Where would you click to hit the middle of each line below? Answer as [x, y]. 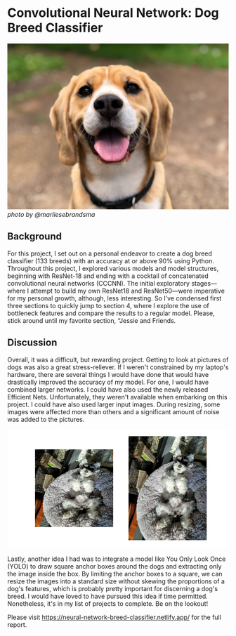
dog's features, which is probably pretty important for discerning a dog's [113, 588]
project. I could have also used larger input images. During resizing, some [114, 404]
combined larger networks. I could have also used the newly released [108, 389]
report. [17, 624]
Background [34, 237]
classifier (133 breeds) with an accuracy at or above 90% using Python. [111, 260]
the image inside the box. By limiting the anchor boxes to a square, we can [115, 574]
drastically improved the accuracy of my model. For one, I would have [108, 382]
